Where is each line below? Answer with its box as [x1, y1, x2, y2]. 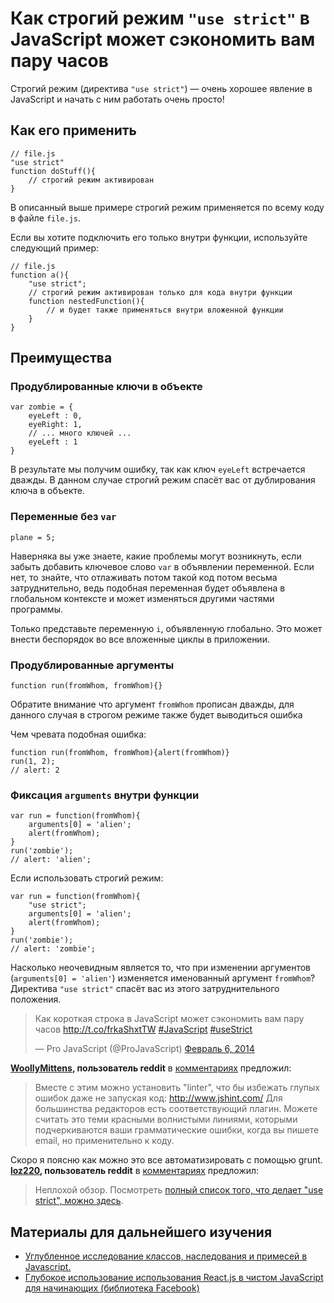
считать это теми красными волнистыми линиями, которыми [34, 1113, 298, 1126]
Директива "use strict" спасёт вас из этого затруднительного [10, 983, 280, 995]
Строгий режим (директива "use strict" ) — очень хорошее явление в [10, 82, 313, 94]
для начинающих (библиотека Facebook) [24, 1282, 200, 1294]
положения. [10, 993, 62, 1006]
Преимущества [10, 350, 113, 367]
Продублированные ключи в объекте [10, 380, 203, 394]
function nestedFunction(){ [28, 296, 145, 306]
